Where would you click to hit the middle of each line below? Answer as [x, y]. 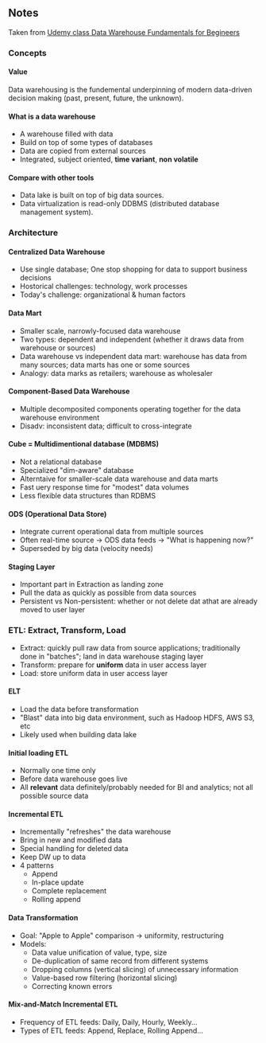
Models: [33, 943]
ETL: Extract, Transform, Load [67, 631]
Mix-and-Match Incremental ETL [63, 1004]
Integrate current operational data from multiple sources [112, 532]
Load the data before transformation [79, 709]
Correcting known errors [72, 986]
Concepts [28, 53]
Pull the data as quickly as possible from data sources [108, 593]
